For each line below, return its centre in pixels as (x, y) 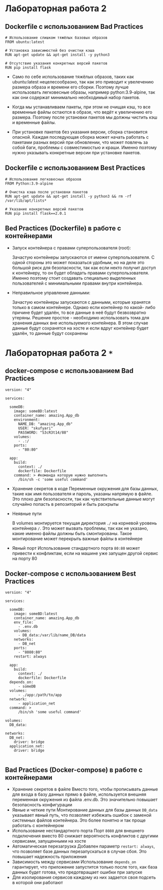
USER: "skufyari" (36, 428)
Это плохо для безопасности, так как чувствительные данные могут (83, 499)
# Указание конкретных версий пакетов (44, 209)
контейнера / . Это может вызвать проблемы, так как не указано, (80, 528)
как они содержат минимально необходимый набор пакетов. (76, 97)
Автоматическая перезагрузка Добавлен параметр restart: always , (83, 846)
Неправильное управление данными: (51, 292)
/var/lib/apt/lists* (26, 201)
